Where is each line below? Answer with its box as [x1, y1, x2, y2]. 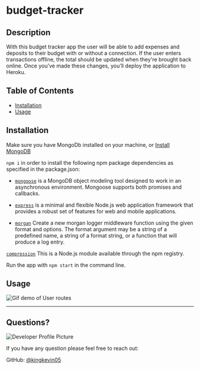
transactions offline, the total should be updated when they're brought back [6, 56, 192, 63]
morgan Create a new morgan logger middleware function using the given [14, 219, 193, 226]
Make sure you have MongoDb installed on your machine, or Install [6, 141, 170, 148]
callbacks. [14, 189, 40, 197]
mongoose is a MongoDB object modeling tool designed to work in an [14, 177, 182, 184]
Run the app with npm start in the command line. [6, 261, 126, 269]
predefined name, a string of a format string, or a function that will [14, 232, 177, 239]
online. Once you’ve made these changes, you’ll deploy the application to [6, 62, 186, 69]
